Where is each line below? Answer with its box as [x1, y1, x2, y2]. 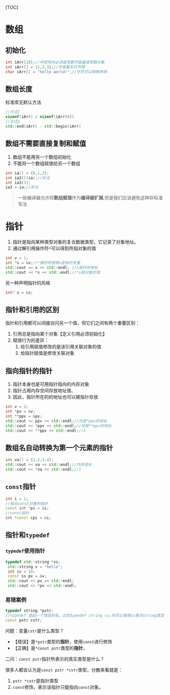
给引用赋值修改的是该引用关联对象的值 [20, 343, 101, 350]
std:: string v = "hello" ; [7, 564, 63, 569]
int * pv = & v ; [5, 409, 36, 414]
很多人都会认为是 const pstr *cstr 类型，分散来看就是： [5, 666, 123, 673]
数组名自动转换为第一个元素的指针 [5, 443, 113, 452]
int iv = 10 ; [7, 569, 36, 574]
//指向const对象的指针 [5, 501, 49, 506]
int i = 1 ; [5, 496, 29, 501]
